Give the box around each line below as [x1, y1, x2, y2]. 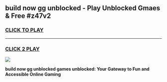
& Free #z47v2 [5, 12, 51, 20]
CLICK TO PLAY [5, 27, 44, 34]
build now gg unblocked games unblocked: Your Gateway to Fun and [5, 66, 150, 72]
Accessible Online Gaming [5, 71, 61, 77]
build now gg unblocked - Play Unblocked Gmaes [5, 4, 161, 12]
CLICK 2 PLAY [5, 45, 40, 52]
